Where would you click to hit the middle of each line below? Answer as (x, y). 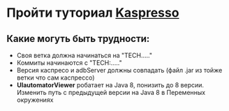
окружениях (35, 100)
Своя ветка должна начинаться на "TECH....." (84, 55)
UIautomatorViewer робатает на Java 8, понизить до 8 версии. (110, 85)
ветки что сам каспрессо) (56, 77)
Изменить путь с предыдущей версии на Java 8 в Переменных (111, 92)
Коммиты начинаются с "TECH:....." (69, 63)
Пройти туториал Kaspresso (93, 13)
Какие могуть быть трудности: (78, 39)
